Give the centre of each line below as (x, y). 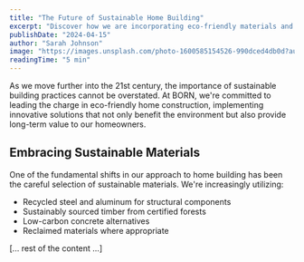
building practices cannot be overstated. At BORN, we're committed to (140, 95)
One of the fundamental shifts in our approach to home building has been (146, 174)
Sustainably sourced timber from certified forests (114, 211)
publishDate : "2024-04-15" (60, 34)
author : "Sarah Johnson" (56, 43)
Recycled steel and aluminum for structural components (127, 201)
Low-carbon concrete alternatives (86, 221)
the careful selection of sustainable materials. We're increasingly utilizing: (147, 184)
